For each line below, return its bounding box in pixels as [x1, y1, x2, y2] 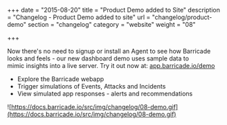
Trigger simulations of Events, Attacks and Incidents [17, 82, 166, 90]
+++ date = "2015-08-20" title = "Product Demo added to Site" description [7, 6, 220, 14]
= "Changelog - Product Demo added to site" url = [7, 13, 151, 21]
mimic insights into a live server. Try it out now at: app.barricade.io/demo [7, 62, 215, 69]
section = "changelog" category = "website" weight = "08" [27, 21, 196, 28]
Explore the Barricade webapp [17, 75, 105, 83]
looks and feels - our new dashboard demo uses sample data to [7, 54, 189, 62]
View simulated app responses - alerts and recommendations [17, 89, 193, 98]
